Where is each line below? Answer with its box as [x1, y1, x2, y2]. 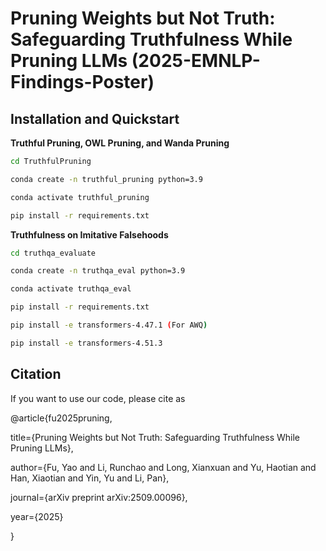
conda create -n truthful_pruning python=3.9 [10, 174, 203, 184]
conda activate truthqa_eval [10, 284, 132, 294]
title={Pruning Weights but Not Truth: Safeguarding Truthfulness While [10, 431, 300, 443]
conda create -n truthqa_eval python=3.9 [10, 266, 186, 276]
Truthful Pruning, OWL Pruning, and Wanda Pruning [10, 137, 230, 149]
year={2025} [10, 510, 64, 522]
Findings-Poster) [10, 71, 155, 94]
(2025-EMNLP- [131, 50, 261, 72]
